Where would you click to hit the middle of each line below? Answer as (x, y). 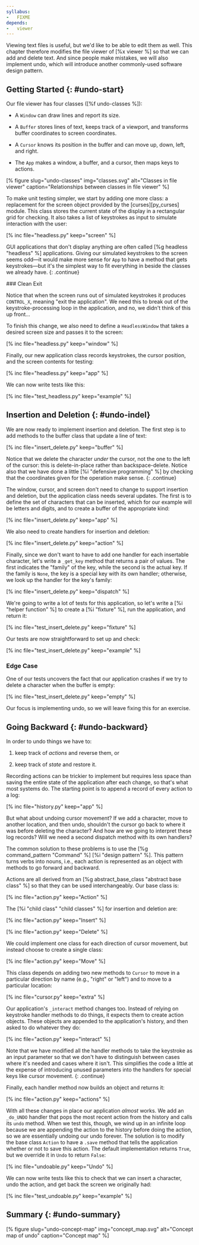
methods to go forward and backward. (53, 868)
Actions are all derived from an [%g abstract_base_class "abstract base (94, 879)
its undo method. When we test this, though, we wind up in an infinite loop (96, 1123)
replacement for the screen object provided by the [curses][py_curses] (93, 205)
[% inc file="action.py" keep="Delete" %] (57, 931)
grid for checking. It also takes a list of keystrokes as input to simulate (91, 218)
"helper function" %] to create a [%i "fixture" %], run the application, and (96, 609)
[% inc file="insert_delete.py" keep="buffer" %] (65, 447)
